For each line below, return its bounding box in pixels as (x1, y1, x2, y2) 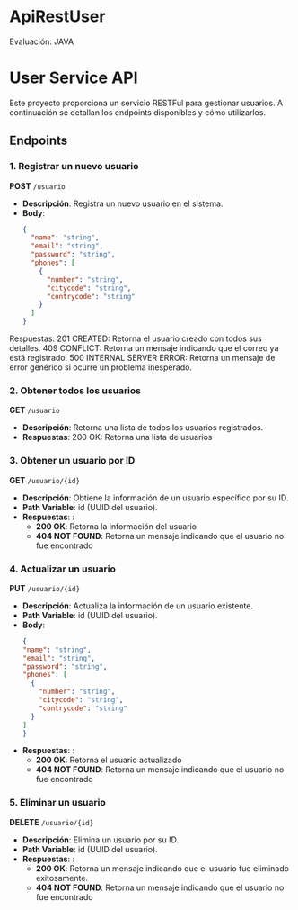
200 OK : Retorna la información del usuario (35, 520, 197, 532)
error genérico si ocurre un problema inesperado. (9, 362, 193, 373)
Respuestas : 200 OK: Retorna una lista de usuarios (22, 432, 213, 443)
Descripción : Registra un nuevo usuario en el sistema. (22, 198, 223, 209)
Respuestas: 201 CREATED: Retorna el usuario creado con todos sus (9, 333, 262, 344)
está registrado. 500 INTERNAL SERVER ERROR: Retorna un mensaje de (9, 353, 276, 364)
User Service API (9, 68, 138, 88)
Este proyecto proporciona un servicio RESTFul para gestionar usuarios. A (9, 97, 284, 108)
